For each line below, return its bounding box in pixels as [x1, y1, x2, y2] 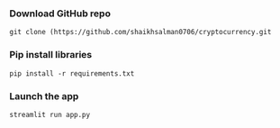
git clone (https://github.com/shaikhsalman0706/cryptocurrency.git [9, 28, 272, 37]
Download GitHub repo [9, 7, 111, 20]
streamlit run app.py [9, 110, 91, 119]
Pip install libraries [9, 49, 93, 61]
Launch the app [9, 89, 79, 102]
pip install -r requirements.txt [9, 69, 135, 78]
